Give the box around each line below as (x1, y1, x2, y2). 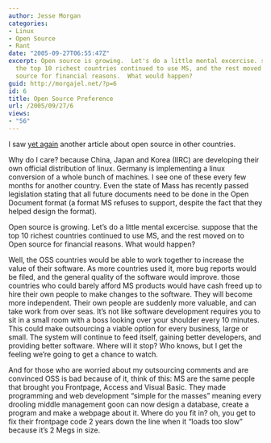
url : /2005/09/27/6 (8, 102, 74, 110)
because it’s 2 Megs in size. (8, 425, 101, 435)
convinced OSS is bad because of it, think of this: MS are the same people (8, 373, 256, 383)
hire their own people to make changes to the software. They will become (8, 289, 252, 299)
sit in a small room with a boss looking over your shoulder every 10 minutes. (8, 314, 261, 324)
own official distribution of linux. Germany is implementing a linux (8, 163, 226, 173)
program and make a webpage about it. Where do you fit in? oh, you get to (8, 407, 256, 417)
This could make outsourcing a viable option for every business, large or (8, 323, 248, 333)
